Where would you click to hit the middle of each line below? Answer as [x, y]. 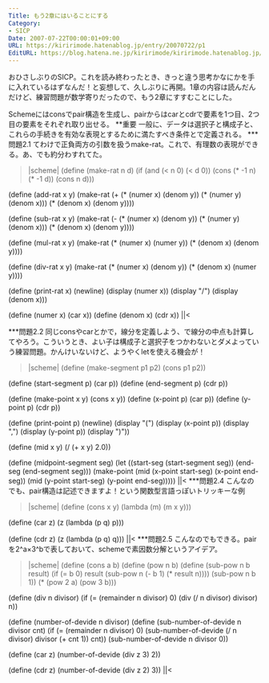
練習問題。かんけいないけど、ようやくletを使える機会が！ [110, 352]
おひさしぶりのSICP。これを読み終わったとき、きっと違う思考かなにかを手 [132, 77]
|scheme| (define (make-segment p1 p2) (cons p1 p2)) [117, 368]
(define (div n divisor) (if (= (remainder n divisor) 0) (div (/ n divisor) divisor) [133, 598]
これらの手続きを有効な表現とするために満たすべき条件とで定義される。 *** [133, 134]
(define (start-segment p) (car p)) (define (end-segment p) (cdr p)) [118, 383]
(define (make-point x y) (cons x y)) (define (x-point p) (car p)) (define [124, 399]
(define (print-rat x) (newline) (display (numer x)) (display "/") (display [123, 291]
